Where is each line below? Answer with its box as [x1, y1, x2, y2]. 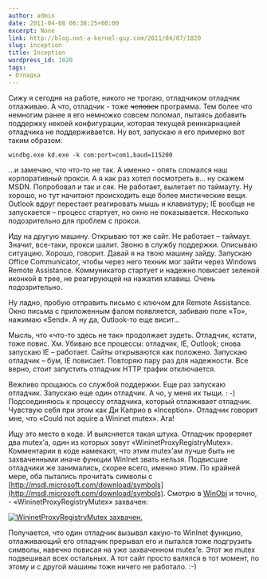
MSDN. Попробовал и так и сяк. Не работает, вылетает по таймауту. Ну [8, 181, 253, 192]
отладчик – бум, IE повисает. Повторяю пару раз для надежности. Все [8, 355, 249, 365]
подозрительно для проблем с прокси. [8, 216, 141, 225]
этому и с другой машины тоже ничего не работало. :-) [8, 561, 197, 571]
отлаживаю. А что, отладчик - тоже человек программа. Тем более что [8, 101, 253, 111]
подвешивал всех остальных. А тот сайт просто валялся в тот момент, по [8, 553, 260, 563]
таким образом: [8, 135, 63, 145]
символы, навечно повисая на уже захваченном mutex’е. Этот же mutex [8, 545, 256, 554]
